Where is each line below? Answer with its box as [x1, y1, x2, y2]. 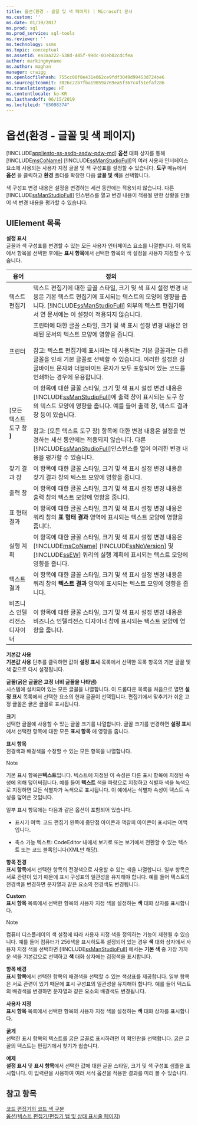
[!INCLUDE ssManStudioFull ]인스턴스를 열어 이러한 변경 [33, 445, 181, 453]
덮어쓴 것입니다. [16, 794, 54, 801]
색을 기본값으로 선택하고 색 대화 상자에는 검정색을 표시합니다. [12, 953, 153, 960]
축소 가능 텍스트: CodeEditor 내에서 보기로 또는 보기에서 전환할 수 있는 [14, 839, 177, 846]
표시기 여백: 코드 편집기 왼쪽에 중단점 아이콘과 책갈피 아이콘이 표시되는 [14, 819, 177, 826]
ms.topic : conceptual [6, 47, 60, 53]
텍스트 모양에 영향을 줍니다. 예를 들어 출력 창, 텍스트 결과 [40, 402, 188, 410]
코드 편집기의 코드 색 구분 [6, 1106, 65, 1113]
